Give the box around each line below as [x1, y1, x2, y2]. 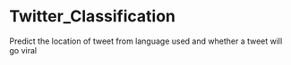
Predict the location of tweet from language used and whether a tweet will [9, 36, 283, 46]
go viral [9, 45, 38, 55]
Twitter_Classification [9, 6, 176, 27]
